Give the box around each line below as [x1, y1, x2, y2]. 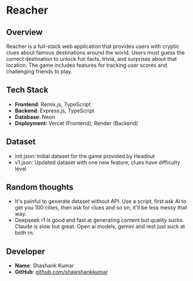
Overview [6, 27, 43, 37]
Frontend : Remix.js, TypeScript [14, 101, 91, 108]
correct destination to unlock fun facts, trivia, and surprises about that [6, 56, 177, 62]
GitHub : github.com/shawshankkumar [14, 269, 108, 276]
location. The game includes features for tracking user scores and [6, 62, 168, 69]
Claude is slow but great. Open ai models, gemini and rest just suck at [14, 223, 185, 230]
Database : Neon [14, 113, 55, 120]
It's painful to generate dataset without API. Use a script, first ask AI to [14, 198, 186, 205]
